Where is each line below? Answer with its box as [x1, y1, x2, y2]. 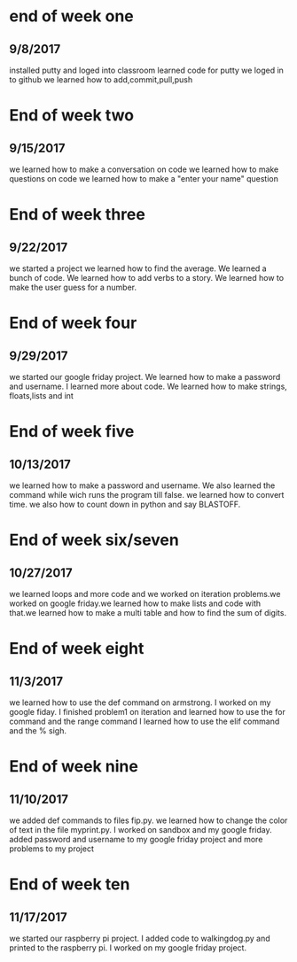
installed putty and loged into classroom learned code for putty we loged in [9, 65, 284, 75]
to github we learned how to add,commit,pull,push [9, 74, 193, 85]
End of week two [9, 105, 135, 126]
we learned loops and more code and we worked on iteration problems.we [9, 589, 281, 599]
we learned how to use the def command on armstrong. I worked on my [9, 697, 271, 708]
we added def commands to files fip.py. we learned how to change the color [9, 815, 288, 826]
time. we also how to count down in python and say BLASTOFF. [9, 499, 241, 509]
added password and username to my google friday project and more [9, 834, 263, 844]
